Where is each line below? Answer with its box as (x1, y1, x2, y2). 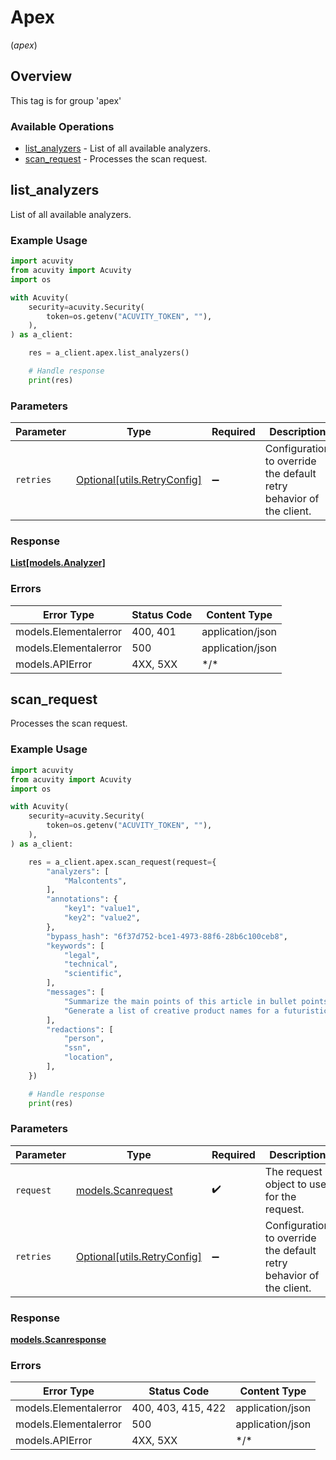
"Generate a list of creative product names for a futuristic (63, 1006, 329, 1016)
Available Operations (10, 119, 115, 133)
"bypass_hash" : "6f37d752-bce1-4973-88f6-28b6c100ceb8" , (46, 931, 288, 941)
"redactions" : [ (46, 1024, 114, 1035)
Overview (10, 68, 73, 85)
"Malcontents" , (63, 876, 128, 886)
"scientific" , (63, 969, 123, 979)
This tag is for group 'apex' (10, 94, 122, 106)
